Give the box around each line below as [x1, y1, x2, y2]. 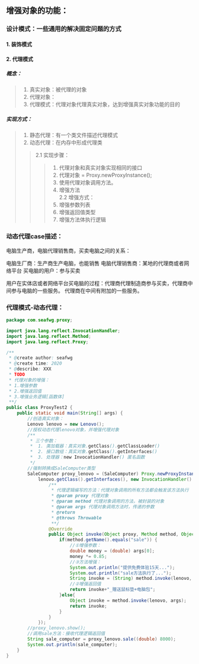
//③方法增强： [69, 559, 102, 565]
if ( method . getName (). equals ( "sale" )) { [59, 537, 158, 543]
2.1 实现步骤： [35, 152, 70, 159]
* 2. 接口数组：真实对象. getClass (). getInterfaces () [30, 449, 158, 455]
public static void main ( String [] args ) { [17, 410, 123, 416]
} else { [59, 592, 76, 598]
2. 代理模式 [6, 55, 34, 62]
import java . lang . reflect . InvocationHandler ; [6, 328, 120, 334]
